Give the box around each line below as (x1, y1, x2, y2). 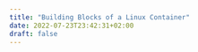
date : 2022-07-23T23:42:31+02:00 (9, 21, 134, 30)
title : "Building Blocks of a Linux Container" (9, 12, 191, 22)
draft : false (9, 29, 58, 38)
